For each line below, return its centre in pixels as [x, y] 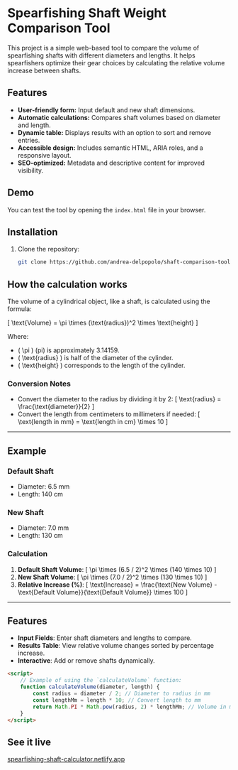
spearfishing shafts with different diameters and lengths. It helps [102, 55]
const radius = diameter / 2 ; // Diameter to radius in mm [122, 694]
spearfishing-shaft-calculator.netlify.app [66, 759]
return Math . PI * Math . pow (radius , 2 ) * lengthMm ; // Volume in [130, 707]
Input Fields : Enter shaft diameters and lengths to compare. [105, 638]
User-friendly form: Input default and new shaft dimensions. [106, 110]
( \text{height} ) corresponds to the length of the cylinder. [101, 365]
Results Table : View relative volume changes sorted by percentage [116, 646]
